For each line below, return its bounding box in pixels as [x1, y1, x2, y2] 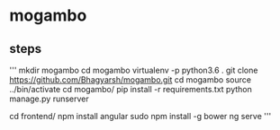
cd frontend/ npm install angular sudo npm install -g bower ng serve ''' [9, 111, 272, 121]
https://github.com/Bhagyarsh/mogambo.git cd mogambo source [9, 74, 252, 85]
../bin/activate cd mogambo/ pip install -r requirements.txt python [9, 84, 252, 94]
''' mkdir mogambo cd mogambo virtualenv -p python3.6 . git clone [9, 65, 258, 75]
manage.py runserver [9, 93, 90, 104]
